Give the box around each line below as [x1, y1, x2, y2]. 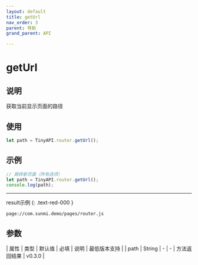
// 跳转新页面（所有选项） [6, 171, 63, 177]
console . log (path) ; [6, 182, 54, 188]
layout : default [6, 8, 46, 15]
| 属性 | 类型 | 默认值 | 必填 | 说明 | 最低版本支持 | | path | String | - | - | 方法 [6, 245, 187, 252]
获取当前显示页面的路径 [6, 102, 63, 110]
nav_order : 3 [6, 19, 38, 25]
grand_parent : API [6, 31, 51, 37]
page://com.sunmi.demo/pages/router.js [6, 211, 104, 217]
